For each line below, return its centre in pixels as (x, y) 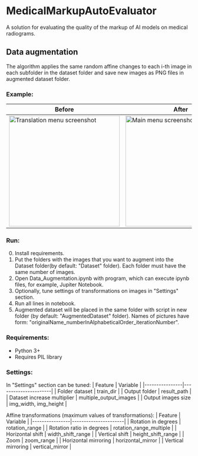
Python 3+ (27, 350)
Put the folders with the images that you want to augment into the (94, 260)
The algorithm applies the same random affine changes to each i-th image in (99, 66)
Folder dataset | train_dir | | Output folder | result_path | (124, 391)
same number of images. (45, 272)
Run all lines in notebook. (45, 304)
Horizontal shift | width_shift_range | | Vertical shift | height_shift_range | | (95, 434)
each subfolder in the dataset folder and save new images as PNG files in (95, 73)
